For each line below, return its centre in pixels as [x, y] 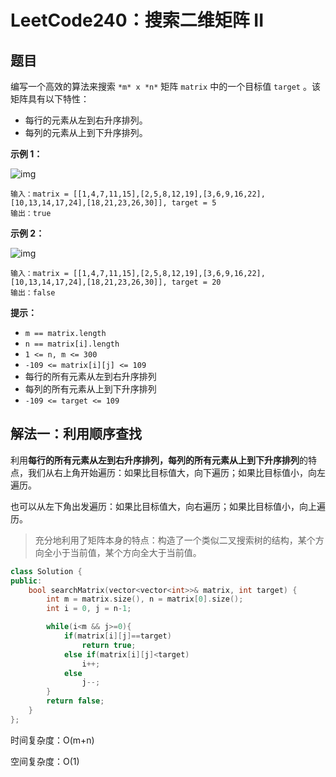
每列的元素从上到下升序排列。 [86, 132]
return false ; [75, 701]
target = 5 [194, 203]
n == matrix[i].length [72, 344]
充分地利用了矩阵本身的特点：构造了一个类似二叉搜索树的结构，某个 [175, 540]
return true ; [109, 645]
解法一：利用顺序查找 [76, 434]
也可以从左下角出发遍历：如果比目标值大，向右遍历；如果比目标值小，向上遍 [168, 506]
